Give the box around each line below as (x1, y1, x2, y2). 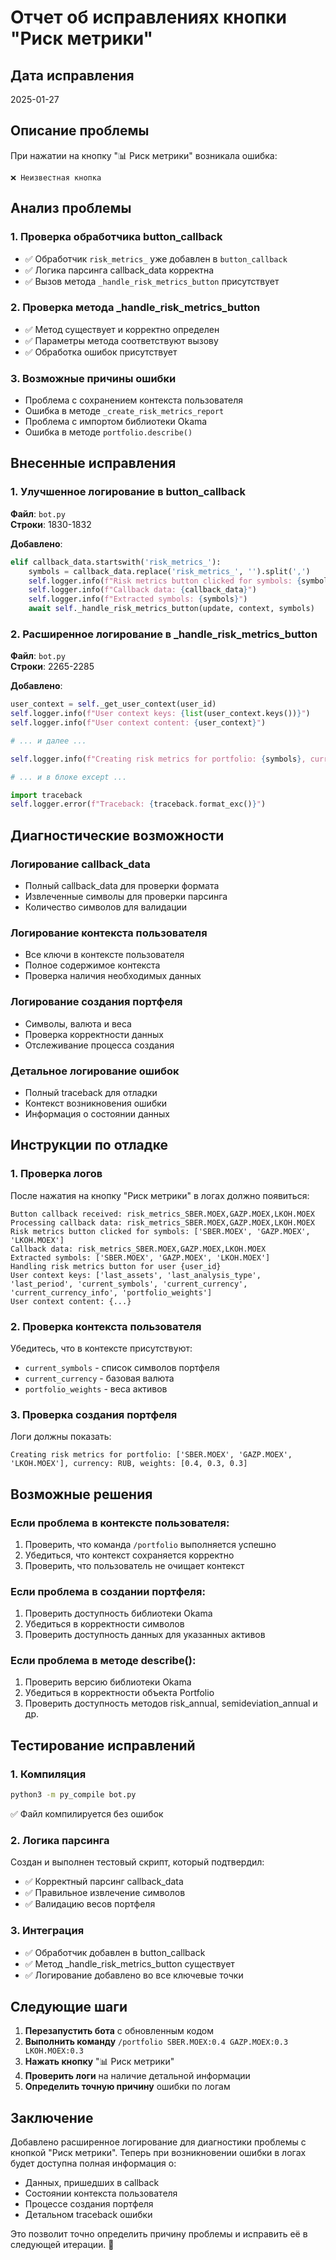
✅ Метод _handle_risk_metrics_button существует (24, 1957, 235, 1970)
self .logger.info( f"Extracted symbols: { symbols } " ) (28, 594, 248, 605)
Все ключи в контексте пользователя (24, 949, 185, 961)
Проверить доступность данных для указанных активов (24, 1629, 266, 1641)
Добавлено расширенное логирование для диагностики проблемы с (10, 2136, 307, 2148)
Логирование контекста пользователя (10, 926, 208, 940)
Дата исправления (10, 67, 135, 84)
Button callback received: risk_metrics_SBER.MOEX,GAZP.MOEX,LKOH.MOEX (10, 1209, 315, 1219)
